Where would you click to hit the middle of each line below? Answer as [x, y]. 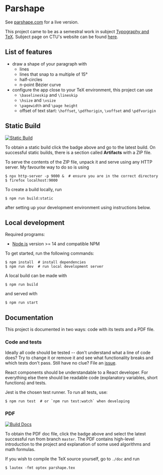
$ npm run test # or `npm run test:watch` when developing [68, 401]
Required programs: [25, 235]
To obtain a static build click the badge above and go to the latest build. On [80, 147]
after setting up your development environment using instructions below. [78, 207]
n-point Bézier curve [40, 85]
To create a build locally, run [33, 189]
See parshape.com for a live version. [42, 22]
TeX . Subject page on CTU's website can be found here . [62, 37]
